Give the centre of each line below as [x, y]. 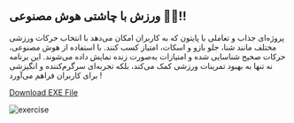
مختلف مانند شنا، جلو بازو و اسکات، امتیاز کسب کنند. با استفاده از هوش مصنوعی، [143, 47]
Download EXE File [43, 92]
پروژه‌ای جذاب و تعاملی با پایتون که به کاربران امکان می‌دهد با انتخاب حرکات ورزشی [147, 37]
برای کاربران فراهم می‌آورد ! [56, 75]
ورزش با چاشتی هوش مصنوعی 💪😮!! [98, 16]
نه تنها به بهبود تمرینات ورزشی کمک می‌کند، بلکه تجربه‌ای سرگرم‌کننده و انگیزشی [141, 65]
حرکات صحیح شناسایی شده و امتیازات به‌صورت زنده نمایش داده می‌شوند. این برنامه [147, 56]
